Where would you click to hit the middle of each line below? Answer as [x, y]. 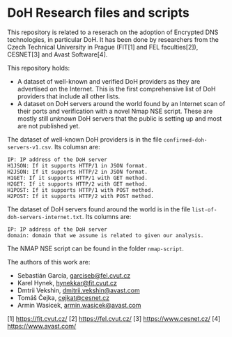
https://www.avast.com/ [42, 326]
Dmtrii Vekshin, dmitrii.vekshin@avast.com [79, 290]
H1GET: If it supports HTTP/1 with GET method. [78, 178]
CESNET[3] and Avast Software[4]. [57, 54]
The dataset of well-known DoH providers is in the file [85, 139]
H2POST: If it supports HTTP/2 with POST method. [81, 196]
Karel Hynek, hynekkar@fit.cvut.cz [67, 283]
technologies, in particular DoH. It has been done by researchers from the [113, 39]
